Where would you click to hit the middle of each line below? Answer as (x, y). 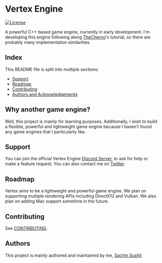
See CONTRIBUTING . (26, 228)
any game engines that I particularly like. (46, 131)
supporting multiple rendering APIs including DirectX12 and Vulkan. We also (81, 196)
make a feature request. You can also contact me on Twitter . (65, 164)
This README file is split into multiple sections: (52, 69)
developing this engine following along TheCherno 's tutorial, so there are (78, 37)
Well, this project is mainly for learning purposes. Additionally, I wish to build (81, 121)
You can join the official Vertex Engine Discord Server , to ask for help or (76, 159)
